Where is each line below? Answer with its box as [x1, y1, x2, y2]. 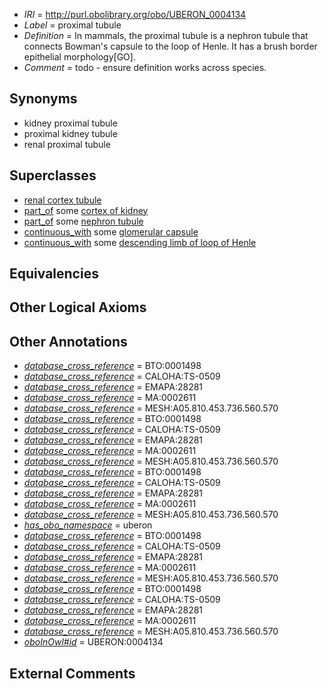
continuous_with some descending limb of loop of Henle [23, 236, 257, 248]
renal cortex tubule [23, 194, 102, 206]
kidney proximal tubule [23, 117, 118, 129]
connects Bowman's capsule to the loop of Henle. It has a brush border [23, 40, 318, 52]
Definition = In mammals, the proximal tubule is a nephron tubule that [23, 30, 309, 41]
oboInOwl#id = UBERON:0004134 [23, 636, 164, 648]
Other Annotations [9, 333, 128, 350]
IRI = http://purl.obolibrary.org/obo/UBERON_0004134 [23, 9, 247, 20]
